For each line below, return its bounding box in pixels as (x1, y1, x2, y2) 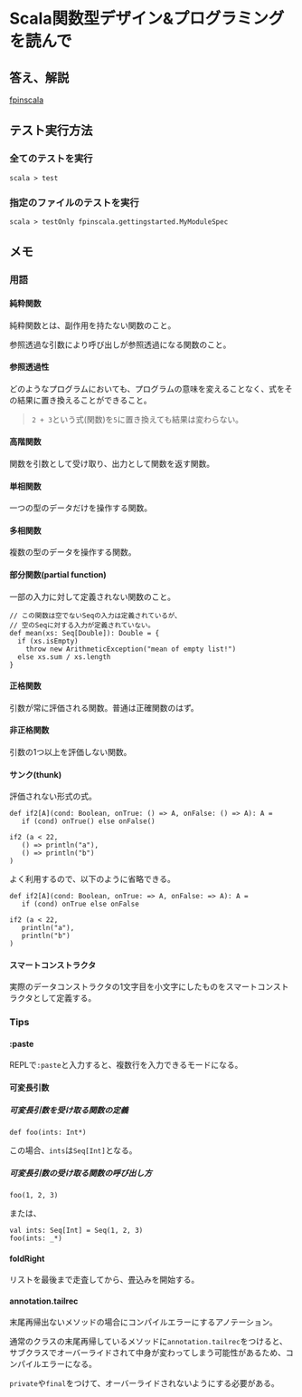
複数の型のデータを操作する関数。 (9, 547, 137, 558)
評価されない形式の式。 (9, 791, 97, 802)
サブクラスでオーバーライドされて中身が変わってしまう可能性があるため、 (9, 1347, 287, 1358)
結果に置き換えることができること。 (16, 394, 152, 405)
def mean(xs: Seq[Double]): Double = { (9, 628, 160, 637)
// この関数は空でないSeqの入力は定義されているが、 (9, 611, 182, 620)
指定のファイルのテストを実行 (9, 196, 140, 209)
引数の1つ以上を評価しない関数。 (9, 746, 132, 757)
